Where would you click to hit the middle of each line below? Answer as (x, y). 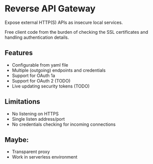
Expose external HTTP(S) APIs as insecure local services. (64, 22)
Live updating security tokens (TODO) (51, 86)
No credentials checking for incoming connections (64, 124)
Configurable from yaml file (40, 65)
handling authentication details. (37, 37)
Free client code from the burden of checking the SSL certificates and (76, 32)
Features (19, 53)
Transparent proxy (31, 152)
